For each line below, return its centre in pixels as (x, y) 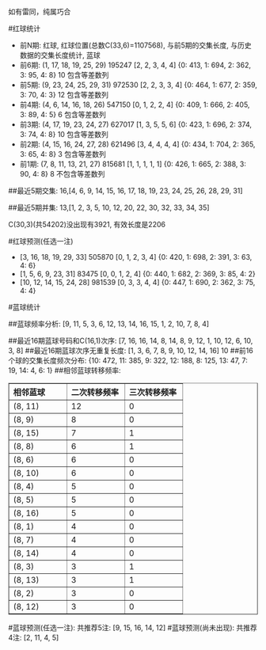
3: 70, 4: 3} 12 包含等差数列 (64, 95)
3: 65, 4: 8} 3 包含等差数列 (63, 154)
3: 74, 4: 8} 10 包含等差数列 (64, 134)
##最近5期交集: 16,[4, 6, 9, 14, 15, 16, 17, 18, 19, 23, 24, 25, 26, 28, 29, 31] (125, 191)
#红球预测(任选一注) (41, 241)
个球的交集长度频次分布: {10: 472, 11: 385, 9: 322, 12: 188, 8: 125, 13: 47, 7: (128, 360)
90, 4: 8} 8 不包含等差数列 (62, 174)
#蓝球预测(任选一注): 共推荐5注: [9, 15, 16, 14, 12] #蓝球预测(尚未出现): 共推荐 (133, 627)
